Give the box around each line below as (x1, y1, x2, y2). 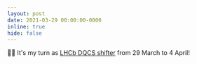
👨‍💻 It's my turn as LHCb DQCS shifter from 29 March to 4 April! (7, 49, 191, 57)
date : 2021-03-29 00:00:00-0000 (7, 17, 102, 24)
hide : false (7, 29, 42, 37)
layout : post (7, 10, 46, 17)
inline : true (7, 23, 46, 30)
